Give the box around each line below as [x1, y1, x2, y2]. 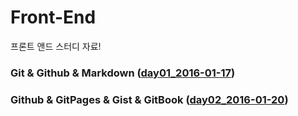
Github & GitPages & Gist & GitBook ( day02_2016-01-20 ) [10, 92, 289, 106]
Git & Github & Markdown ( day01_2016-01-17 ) [10, 66, 236, 80]
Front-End [10, 6, 97, 29]
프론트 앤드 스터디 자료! [10, 40, 102, 52]
